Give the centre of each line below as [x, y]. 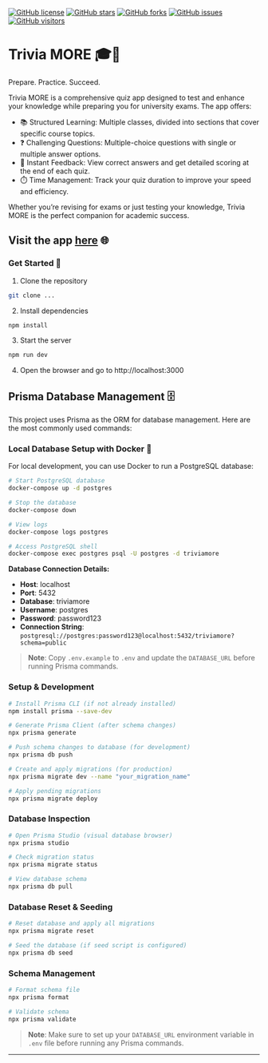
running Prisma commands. [73, 666]
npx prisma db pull [41, 886]
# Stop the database [43, 503]
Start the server [45, 340]
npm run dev [28, 355]
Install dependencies [54, 311]
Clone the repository [53, 280]
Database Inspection [49, 819]
